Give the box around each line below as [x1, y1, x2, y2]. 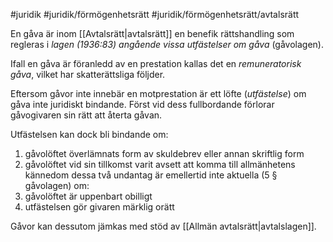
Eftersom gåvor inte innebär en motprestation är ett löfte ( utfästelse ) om [10, 88, 307, 99]
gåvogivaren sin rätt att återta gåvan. [10, 109, 163, 121]
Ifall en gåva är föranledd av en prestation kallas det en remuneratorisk [10, 58, 302, 69]
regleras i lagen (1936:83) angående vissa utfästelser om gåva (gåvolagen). [10, 39, 325, 50]
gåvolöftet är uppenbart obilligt [24, 190, 153, 202]
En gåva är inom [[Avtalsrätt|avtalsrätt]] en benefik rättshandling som [10, 28, 295, 39]
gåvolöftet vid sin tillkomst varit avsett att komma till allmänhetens [24, 159, 296, 170]
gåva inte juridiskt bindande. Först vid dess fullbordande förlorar [10, 99, 275, 110]
